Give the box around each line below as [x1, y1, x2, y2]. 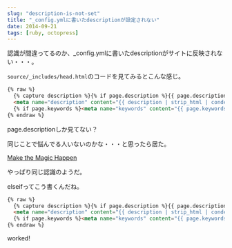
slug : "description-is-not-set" [7, 10, 100, 17]
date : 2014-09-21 [7, 23, 57, 30]
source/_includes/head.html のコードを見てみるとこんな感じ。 [7, 72, 185, 81]
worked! [7, 234, 31, 242]
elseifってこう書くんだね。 [7, 182, 83, 190]
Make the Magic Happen [7, 153, 77, 162]
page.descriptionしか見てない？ [7, 125, 98, 133]
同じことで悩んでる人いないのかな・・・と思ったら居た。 [7, 139, 171, 148]
